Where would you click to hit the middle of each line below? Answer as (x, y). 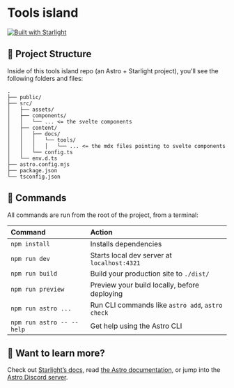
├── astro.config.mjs (39, 164)
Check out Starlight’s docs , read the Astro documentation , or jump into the (114, 370)
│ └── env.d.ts (32, 158)
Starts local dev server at (131, 255)
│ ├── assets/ (31, 110)
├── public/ (24, 97)
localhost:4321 (115, 263)
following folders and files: (45, 78)
